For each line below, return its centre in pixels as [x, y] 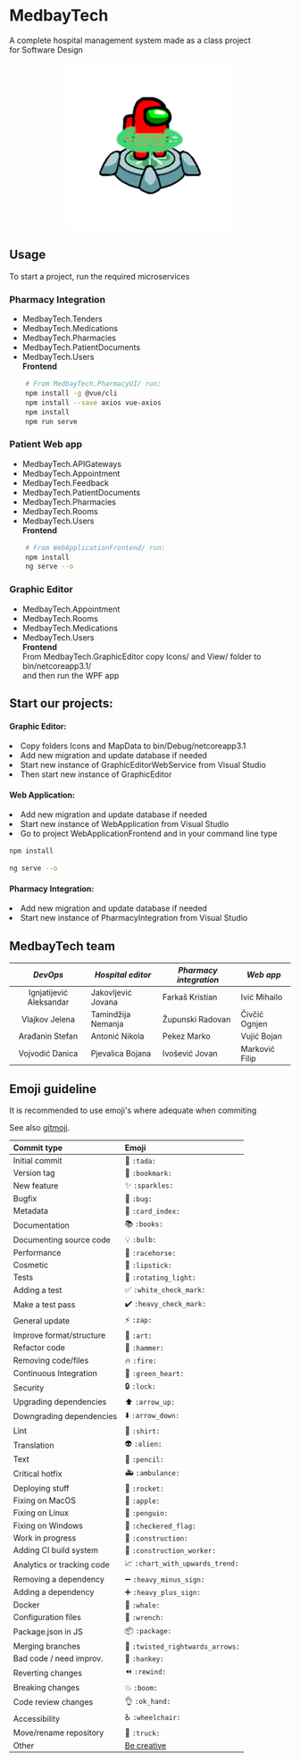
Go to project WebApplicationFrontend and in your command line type [150, 834]
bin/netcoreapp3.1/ [57, 665]
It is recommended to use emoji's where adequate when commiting [133, 1111]
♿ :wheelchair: [153, 1717]
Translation [33, 1445]
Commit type [38, 1148]
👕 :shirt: [142, 1431]
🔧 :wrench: [145, 1617]
